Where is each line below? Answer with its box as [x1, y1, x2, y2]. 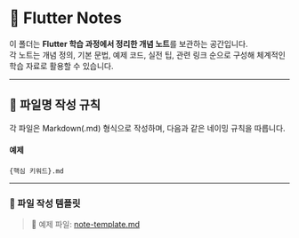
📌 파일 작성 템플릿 [9, 197, 81, 210]
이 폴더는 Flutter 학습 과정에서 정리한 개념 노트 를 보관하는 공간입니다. [9, 38, 248, 49]
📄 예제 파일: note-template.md [30, 219, 141, 230]
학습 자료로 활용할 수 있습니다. [9, 60, 114, 71]
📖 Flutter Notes [9, 8, 122, 28]
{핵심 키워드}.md [9, 166, 64, 176]
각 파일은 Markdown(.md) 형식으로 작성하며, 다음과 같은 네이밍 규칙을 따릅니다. [9, 123, 287, 133]
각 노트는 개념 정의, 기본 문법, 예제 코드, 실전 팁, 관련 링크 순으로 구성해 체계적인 [9, 49, 287, 60]
